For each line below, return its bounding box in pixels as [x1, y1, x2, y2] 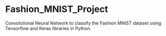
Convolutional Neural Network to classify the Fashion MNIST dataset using [5, 20, 161, 26]
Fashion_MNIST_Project [5, 3, 108, 15]
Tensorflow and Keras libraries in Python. [5, 25, 91, 31]
